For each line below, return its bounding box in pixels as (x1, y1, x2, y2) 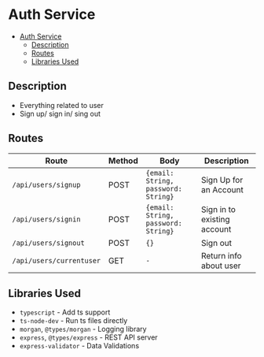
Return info (200, 250, 242, 261)
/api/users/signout (12, 238, 85, 247)
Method (108, 155, 139, 166)
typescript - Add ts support (19, 307, 111, 317)
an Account (200, 184, 244, 195)
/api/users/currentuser (12, 256, 101, 265)
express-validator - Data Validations (19, 341, 140, 351)
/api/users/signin (12, 214, 81, 224)
